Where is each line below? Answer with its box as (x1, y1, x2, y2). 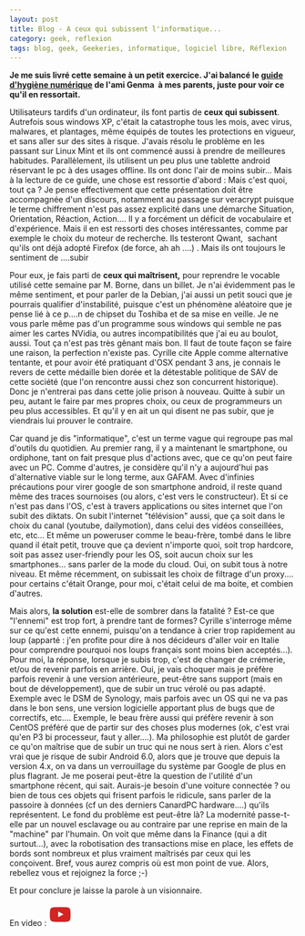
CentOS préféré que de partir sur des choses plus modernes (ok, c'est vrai (9, 722, 290, 733)
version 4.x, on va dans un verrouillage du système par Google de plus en (9, 761, 287, 772)
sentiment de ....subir (9, 252, 89, 264)
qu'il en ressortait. (9, 89, 81, 100)
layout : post (9, 15, 59, 24)
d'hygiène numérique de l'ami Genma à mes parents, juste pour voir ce (9, 79, 285, 90)
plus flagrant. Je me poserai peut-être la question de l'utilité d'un (9, 771, 253, 782)
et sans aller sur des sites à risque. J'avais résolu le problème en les (9, 136, 266, 147)
